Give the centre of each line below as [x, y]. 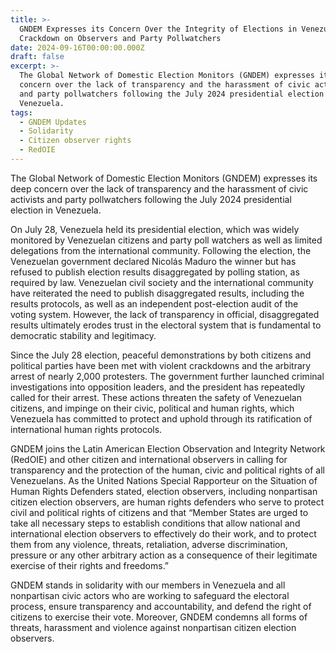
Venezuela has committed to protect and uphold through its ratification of [161, 418]
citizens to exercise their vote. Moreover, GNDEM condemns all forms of [159, 617]
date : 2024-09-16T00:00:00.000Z [77, 47]
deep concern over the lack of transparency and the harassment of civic [159, 188]
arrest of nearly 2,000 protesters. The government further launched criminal [167, 376]
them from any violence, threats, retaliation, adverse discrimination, [149, 544]
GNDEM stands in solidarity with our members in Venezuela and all [148, 585]
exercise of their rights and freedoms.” [90, 565]
